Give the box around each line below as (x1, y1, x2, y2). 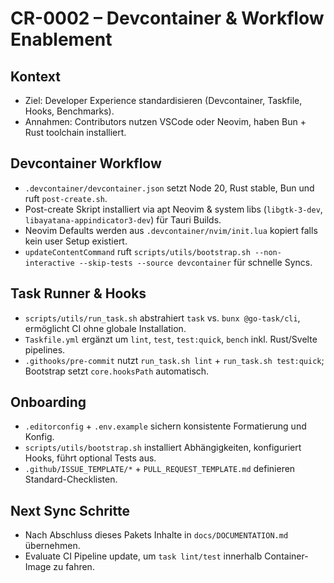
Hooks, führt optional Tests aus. (24, 452, 157, 464)
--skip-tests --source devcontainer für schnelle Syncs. (78, 256, 313, 268)
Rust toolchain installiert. (24, 127, 127, 138)
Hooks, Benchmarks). (24, 105, 115, 117)
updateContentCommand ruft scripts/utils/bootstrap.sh (24, 245, 251, 257)
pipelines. (24, 343, 66, 356)
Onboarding (10, 394, 87, 411)
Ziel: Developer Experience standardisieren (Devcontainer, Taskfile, (24, 95, 303, 106)
